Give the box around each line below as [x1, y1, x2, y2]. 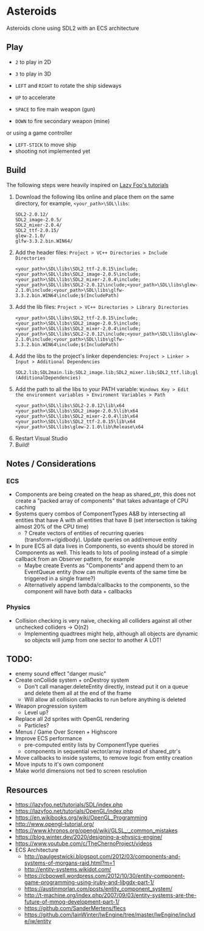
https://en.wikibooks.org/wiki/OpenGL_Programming [15, 814, 148, 821]
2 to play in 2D [15, 58, 52, 65]
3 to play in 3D [15, 70, 52, 77]
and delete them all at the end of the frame [24, 690, 132, 697]
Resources [6, 785, 48, 795]
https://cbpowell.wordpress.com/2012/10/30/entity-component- [24, 873, 185, 880]
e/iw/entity [24, 918, 52, 925]
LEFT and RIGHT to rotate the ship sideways [15, 82, 122, 89]
